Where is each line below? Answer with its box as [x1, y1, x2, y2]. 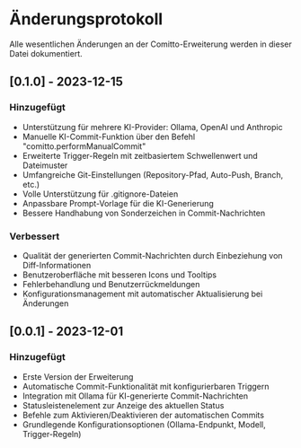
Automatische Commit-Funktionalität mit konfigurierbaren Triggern [22, 381, 270, 391]
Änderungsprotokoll [9, 9, 164, 30]
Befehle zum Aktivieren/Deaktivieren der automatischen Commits [22, 409, 265, 420]
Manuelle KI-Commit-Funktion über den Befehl [22, 131, 196, 142]
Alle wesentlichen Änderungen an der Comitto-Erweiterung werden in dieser [9, 39, 292, 49]
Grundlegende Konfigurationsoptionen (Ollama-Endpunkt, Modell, [22, 418, 267, 430]
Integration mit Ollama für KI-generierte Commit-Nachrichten [22, 391, 249, 401]
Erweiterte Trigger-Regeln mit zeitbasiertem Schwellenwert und [22, 150, 258, 161]
